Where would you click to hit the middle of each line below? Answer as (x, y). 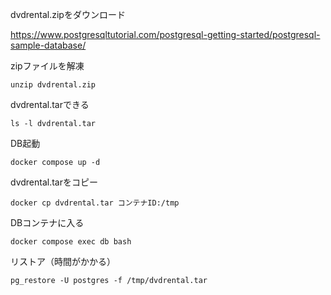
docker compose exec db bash (71, 242)
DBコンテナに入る (47, 222)
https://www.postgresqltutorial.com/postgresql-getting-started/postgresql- (165, 34)
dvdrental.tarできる (50, 104)
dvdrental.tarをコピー (54, 182)
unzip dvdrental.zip (53, 85)
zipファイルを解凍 (47, 66)
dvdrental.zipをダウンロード (68, 14)
